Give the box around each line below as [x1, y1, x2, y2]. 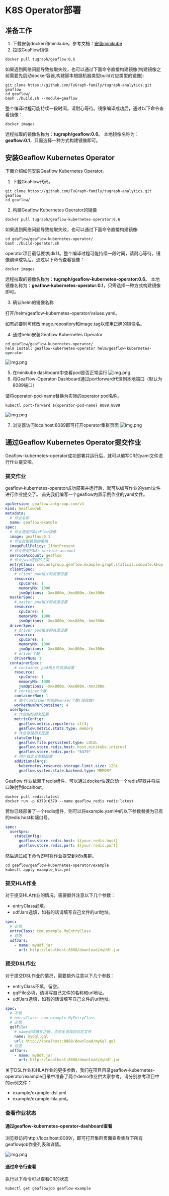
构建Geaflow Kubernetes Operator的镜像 [12, 207, 97, 213]
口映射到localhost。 [5, 784, 46, 790]
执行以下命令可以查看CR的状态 [5, 1176, 69, 1182]
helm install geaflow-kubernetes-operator [5, 346, 96, 351]
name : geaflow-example [10, 520, 57, 525]
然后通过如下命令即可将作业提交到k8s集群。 [5, 853, 97, 859]
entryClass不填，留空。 [12, 983, 62, 989]
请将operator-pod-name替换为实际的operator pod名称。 [5, 393, 122, 399]
